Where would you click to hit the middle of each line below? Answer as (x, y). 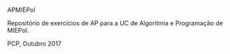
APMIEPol (22, 10)
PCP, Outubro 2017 (34, 43)
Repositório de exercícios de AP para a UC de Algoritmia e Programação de (115, 23)
